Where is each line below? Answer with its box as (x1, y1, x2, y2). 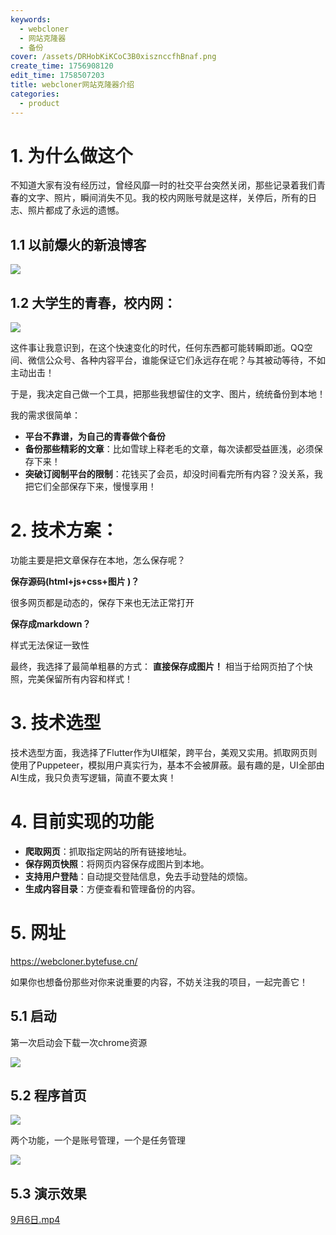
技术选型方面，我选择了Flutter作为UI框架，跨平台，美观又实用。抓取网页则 (10, 746, 318, 758)
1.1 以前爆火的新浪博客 (10, 236, 147, 253)
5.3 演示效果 (10, 1185, 87, 1202)
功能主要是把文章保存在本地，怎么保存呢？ (10, 554, 186, 566)
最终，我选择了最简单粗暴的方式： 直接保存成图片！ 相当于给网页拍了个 (10, 661, 305, 672)
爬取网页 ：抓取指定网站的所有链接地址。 (24, 845, 192, 857)
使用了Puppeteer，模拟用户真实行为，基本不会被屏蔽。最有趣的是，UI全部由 (10, 759, 325, 771)
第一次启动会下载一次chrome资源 (10, 1036, 148, 1048)
